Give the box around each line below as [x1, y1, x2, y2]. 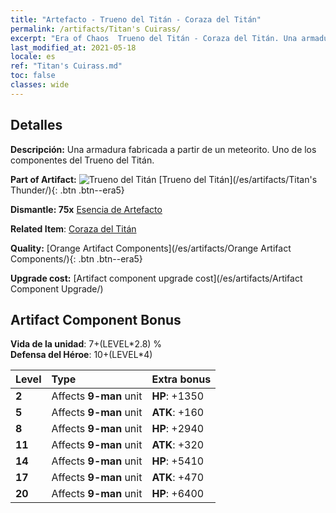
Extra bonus [151, 372, 212, 386]
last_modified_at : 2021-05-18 [10, 42, 137, 53]
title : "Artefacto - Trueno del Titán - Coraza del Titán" [10, 14, 262, 25]
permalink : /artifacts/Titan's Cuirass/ [10, 24, 182, 34]
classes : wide [10, 80, 70, 90]
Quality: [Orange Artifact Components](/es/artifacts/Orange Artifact [10, 242, 292, 254]
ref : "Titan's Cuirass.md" [10, 61, 123, 71]
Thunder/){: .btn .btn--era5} [10, 184, 125, 196]
